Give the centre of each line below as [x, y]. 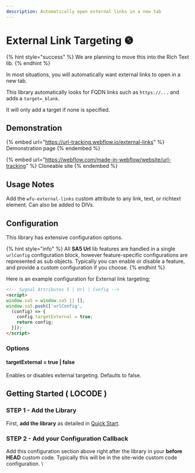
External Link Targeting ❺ [70, 40]
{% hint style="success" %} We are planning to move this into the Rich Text [97, 57]
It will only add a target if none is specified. [58, 110]
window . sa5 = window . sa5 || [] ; [46, 300]
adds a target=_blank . [33, 98]
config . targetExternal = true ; [55, 317]
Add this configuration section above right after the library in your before [94, 451]
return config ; [35, 322]
